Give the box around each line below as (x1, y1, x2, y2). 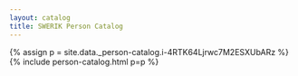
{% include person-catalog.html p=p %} (9, 56, 159, 67)
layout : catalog (9, 13, 71, 23)
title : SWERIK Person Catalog (9, 22, 124, 31)
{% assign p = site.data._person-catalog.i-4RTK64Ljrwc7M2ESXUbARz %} (9, 46, 290, 57)
